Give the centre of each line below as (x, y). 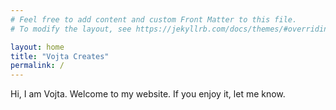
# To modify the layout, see (71, 29)
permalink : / (37, 66)
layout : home (37, 47)
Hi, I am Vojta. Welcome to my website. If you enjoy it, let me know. (148, 94)
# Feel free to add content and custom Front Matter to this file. (154, 19)
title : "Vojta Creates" (60, 56)
